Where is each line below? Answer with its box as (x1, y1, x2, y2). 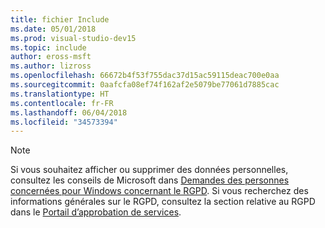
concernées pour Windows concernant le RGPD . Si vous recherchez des (10, 185, 309, 197)
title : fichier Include (10, 14, 110, 25)
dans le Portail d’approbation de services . (10, 206, 182, 218)
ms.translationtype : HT (10, 89, 110, 99)
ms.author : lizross (10, 61, 92, 71)
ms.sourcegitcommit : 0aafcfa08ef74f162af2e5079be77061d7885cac (10, 80, 280, 90)
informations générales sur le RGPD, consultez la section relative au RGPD (10, 196, 316, 208)
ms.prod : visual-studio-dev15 (10, 33, 137, 43)
